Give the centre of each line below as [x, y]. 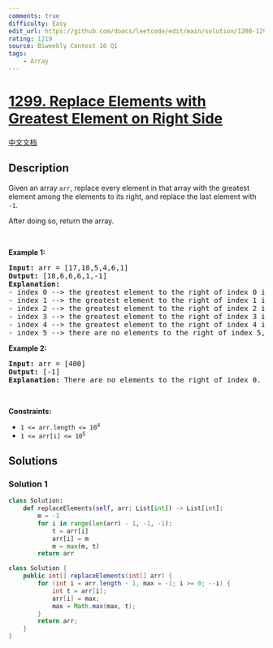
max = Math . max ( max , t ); [94, 606]
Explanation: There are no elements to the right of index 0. [135, 380]
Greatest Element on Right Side [116, 119]
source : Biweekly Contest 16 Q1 [63, 46]
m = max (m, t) [76, 546]
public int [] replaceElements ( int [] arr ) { [98, 576]
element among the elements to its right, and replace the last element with [133, 197]
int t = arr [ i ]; [79, 591]
